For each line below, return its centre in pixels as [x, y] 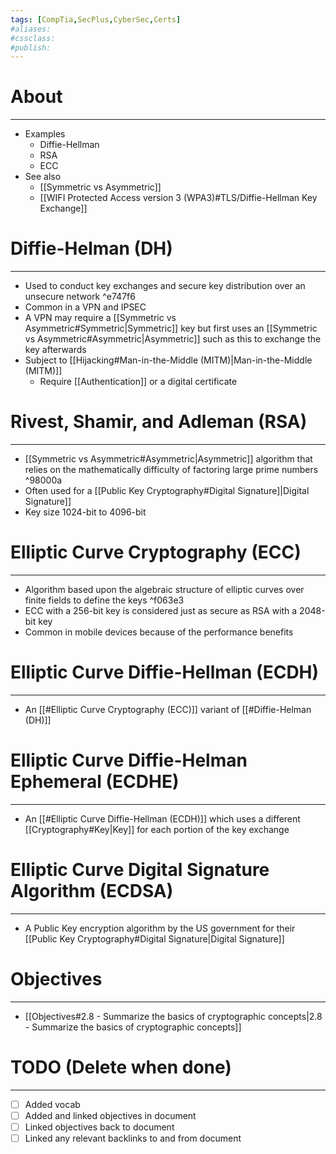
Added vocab [52, 1104]
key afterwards [55, 350]
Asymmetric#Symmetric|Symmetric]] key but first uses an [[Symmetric [171, 328]
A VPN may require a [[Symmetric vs [100, 318]
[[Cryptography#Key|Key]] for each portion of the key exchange [157, 829]
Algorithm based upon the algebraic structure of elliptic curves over [164, 589]
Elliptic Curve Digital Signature [140, 870]
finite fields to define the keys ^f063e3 [104, 600]
